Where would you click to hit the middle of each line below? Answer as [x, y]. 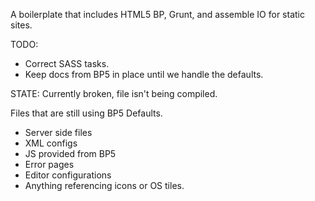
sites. [21, 25]
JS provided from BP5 [70, 153]
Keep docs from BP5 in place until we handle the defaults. [144, 74]
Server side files [58, 132]
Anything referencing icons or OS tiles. [104, 185]
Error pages [49, 164]
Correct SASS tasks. [67, 63]
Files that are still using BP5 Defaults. [86, 113]
